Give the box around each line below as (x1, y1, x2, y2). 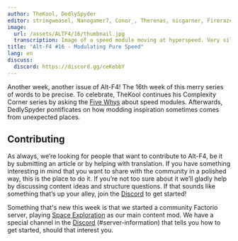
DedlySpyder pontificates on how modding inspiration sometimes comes (7, 105, 220, 113)
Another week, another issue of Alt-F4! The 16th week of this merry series (7, 82, 224, 91)
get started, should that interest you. (7, 226, 113, 235)
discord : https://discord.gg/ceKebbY (13, 63, 125, 70)
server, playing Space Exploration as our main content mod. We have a (7, 211, 214, 220)
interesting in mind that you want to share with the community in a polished (7, 167, 227, 176)
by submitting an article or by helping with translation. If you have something (7, 159, 231, 168)
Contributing (7, 133, 65, 145)
